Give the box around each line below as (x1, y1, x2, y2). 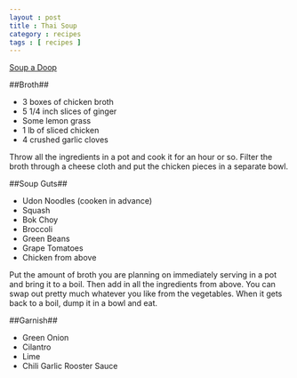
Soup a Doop (9, 62, 58, 73)
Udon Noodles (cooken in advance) (21, 196, 153, 206)
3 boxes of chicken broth (21, 97, 114, 108)
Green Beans (21, 233, 70, 245)
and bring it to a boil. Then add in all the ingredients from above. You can (9, 279, 276, 290)
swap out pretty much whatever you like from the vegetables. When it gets (9, 288, 283, 299)
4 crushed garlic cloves (21, 134, 108, 145)
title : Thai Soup (9, 21, 77, 30)
